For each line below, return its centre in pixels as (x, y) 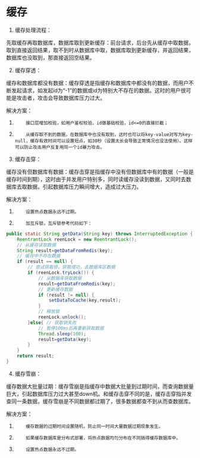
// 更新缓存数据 (55, 289)
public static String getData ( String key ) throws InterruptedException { (100, 233)
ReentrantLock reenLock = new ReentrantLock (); (77, 239)
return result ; (36, 356)
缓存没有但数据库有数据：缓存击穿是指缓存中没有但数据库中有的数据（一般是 (100, 171)
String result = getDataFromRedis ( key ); (65, 250)
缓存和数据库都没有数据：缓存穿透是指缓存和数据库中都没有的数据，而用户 (97, 83)
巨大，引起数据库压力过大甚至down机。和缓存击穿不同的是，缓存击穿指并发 (99, 394)
